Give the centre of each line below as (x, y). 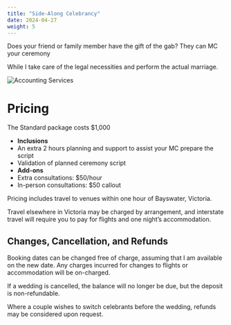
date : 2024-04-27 (32, 20)
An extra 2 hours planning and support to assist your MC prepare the (115, 148)
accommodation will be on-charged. (59, 273)
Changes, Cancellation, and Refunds (87, 241)
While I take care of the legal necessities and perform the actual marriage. (113, 67)
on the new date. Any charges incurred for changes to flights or (98, 265)
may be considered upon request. (55, 314)
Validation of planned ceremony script (72, 163)
